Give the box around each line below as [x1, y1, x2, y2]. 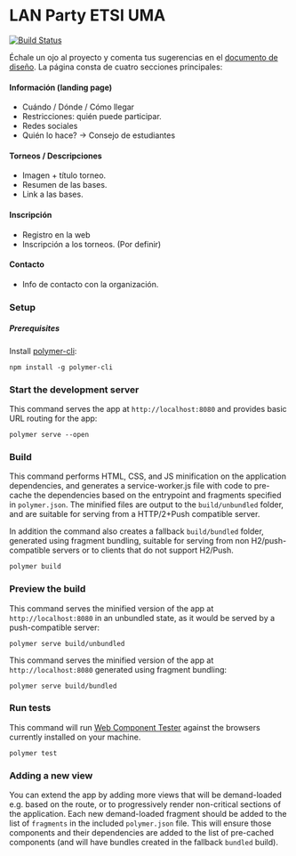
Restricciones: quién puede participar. [21, 111, 162, 122]
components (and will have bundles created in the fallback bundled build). [9, 837, 278, 848]
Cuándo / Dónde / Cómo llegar [21, 101, 135, 112]
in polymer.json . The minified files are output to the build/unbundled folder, [9, 499, 284, 510]
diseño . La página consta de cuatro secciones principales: [9, 61, 223, 72]
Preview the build [9, 583, 86, 595]
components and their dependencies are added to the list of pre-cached [9, 828, 274, 838]
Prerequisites [9, 323, 60, 334]
